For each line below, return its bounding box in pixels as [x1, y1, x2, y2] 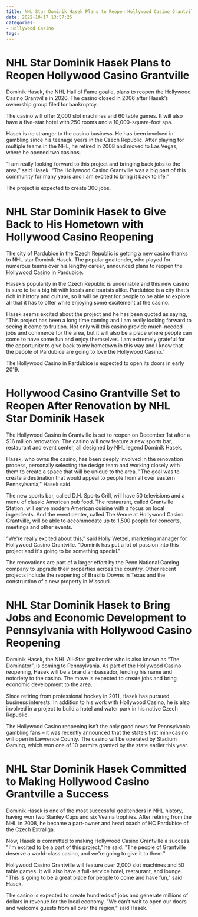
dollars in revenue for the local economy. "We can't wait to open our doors [6, 897, 187, 905]
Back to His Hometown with [6, 218, 144, 231]
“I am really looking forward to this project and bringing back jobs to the [6, 160, 181, 167]
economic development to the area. [6, 681, 93, 688]
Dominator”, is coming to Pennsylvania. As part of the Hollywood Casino [6, 662, 181, 669]
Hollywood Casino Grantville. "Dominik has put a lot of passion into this [6, 541, 179, 548]
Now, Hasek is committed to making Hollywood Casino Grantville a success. [6, 837, 191, 844]
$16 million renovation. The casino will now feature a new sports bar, [6, 437, 173, 444]
